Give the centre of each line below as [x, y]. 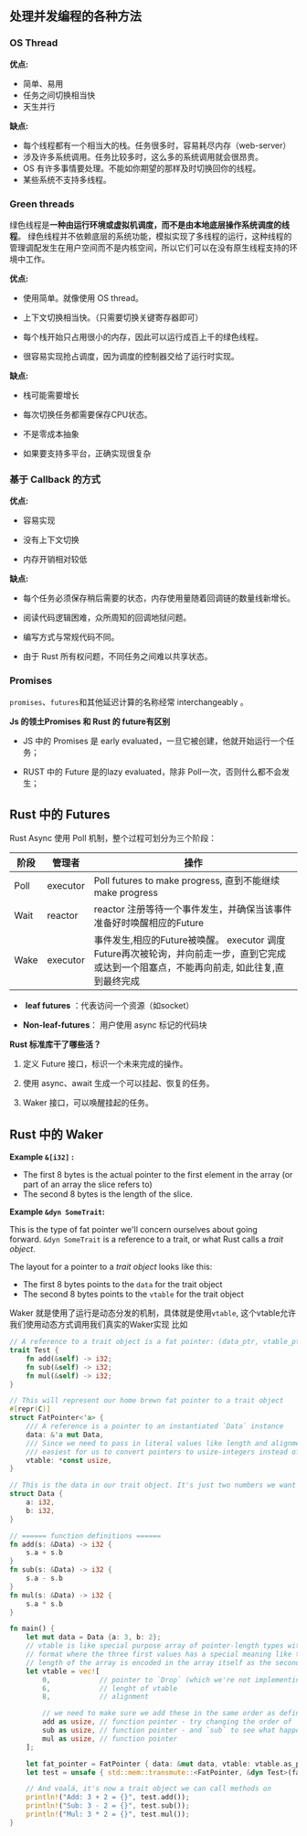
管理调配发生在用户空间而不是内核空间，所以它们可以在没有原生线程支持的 [149, 247]
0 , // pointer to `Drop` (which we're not [147, 1680]
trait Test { [34, 1350]
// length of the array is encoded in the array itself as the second [163, 1662]
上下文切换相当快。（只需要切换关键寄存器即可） [113, 317]
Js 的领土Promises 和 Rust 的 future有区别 [90, 721]
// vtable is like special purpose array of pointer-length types [155, 1646]
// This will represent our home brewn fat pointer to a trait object [147, 1401]
